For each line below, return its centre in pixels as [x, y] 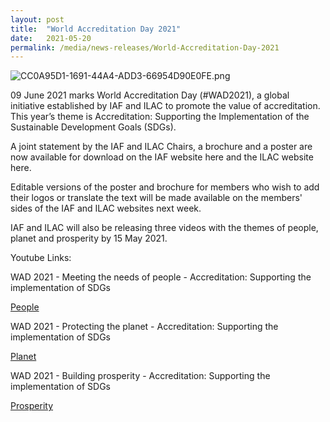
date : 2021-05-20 [51, 38]
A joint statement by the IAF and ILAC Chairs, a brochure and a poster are [161, 147]
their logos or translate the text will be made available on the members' [156, 198]
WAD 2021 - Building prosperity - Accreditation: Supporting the [140, 376]
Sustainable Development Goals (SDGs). [93, 127]
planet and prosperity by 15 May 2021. [89, 238]
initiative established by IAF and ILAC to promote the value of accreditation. [165, 106]
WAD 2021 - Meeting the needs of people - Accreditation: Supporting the [161, 277]
